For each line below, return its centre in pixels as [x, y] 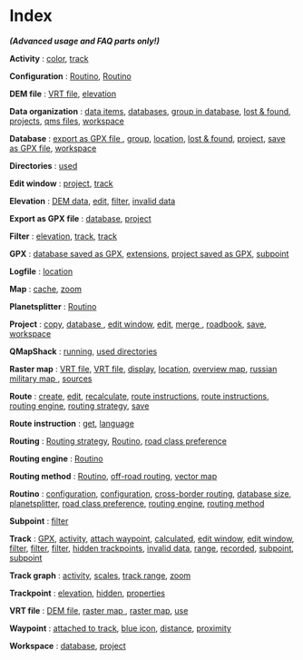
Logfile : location [41, 271]
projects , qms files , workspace [67, 121]
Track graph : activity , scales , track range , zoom [100, 575]
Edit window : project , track [61, 183]
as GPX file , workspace [53, 148]
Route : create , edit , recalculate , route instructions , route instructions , [139, 396]
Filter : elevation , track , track [64, 236]
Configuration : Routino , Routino [70, 76]
